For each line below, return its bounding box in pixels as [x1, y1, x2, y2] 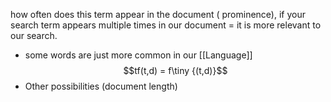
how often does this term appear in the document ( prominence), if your [10, 9, 306, 20]
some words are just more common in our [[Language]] [24, 49, 253, 61]
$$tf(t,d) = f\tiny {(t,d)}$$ [123, 65, 228, 76]
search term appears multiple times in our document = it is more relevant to [10, 19, 322, 31]
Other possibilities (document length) [24, 80, 178, 92]
